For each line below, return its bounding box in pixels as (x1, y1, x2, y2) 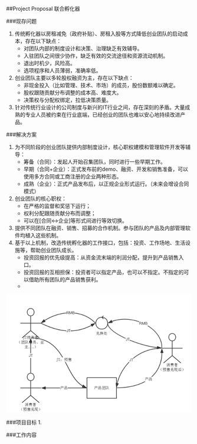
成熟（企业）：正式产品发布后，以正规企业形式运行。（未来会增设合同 (23, 180, 189, 187)
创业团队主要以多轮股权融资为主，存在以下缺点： (14, 74, 134, 81)
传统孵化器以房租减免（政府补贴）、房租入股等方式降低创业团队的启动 (14, 30, 183, 37)
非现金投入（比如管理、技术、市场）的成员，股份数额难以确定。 (23, 82, 179, 88)
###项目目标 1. (6, 419, 42, 426)
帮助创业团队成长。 (30, 247, 77, 253)
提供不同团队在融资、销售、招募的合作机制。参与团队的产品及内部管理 (14, 224, 186, 231)
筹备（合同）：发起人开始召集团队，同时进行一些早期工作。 (23, 158, 166, 165)
